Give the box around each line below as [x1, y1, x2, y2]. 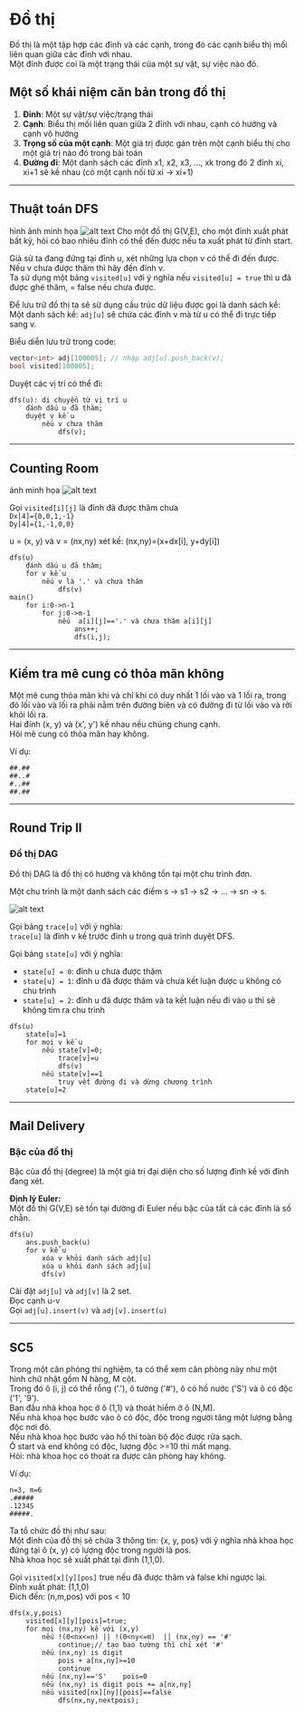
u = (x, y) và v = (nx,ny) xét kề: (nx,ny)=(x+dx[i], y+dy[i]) [9, 536, 220, 547]
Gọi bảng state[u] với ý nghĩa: [9, 948, 124, 959]
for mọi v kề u [25, 1037, 83, 1047]
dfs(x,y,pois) [9, 1609, 63, 1618]
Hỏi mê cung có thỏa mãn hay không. [9, 728, 149, 739]
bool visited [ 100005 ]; [9, 362, 95, 371]
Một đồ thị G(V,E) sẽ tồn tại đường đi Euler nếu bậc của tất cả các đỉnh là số [9, 1203, 292, 1214]
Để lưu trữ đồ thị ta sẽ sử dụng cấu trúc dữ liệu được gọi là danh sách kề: [9, 299, 280, 310]
